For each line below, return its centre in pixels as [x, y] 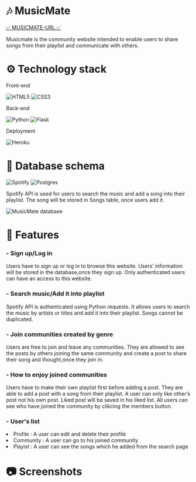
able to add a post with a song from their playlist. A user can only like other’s [98, 394]
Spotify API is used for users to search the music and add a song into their [96, 193]
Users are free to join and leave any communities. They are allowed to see [95, 347]
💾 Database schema [56, 166]
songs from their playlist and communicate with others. [73, 45]
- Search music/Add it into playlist [55, 294]
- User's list [23, 422]
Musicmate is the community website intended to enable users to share [92, 39]
